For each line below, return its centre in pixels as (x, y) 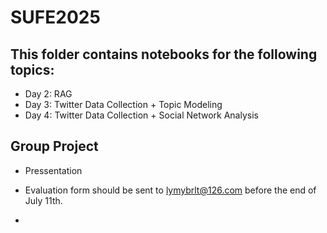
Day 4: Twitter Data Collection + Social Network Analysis (141, 115)
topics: (32, 69)
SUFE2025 (55, 17)
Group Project (54, 146)
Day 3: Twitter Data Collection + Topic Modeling (123, 104)
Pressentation (53, 170)
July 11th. (43, 200)
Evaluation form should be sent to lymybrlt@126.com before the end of (170, 190)
